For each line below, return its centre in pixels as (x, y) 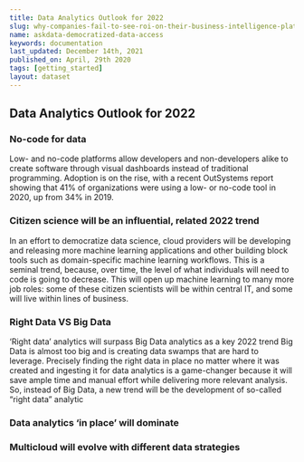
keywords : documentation (56, 43)
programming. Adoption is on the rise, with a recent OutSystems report (142, 178)
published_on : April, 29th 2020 (70, 60)
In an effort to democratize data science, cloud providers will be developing (150, 240)
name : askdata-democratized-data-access (87, 34)
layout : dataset (40, 77)
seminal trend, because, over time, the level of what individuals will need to (149, 269)
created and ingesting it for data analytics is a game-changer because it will (151, 371)
